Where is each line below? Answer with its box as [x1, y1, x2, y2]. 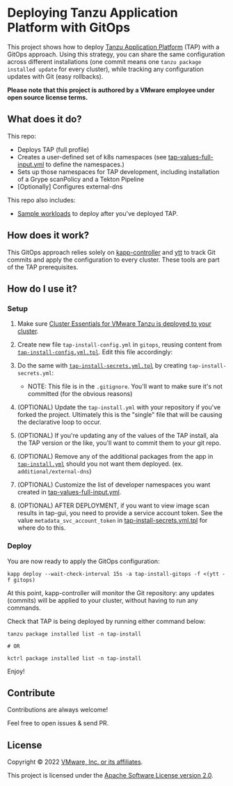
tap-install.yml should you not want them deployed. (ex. [17, 459, 183, 468]
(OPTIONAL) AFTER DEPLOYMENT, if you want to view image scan [17, 501, 210, 510]
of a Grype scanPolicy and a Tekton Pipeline [17, 175, 145, 183]
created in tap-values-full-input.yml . [17, 488, 122, 496]
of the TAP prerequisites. [7, 262, 79, 271]
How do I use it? [7, 283, 78, 294]
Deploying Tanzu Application [7, 5, 179, 21]
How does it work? [7, 230, 90, 242]
